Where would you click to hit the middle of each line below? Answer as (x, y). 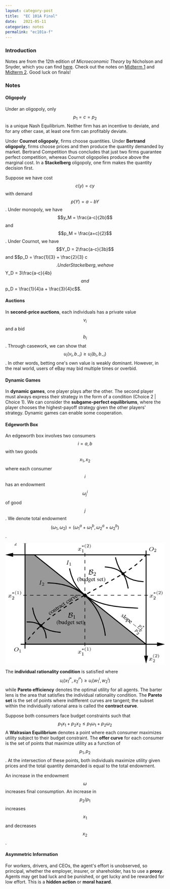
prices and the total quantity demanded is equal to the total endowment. (80, 766)
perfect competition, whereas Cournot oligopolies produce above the (77, 157)
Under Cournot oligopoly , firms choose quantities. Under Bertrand (75, 141)
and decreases (21, 826)
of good (13, 502)
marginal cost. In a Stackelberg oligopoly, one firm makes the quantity (79, 163)
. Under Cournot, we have (32, 242)
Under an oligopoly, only (31, 109)
